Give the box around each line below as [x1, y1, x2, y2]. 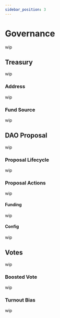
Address [5, 83, 25, 90]
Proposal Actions [5, 180, 46, 186]
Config [5, 224, 19, 230]
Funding [5, 201, 22, 207]
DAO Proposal [5, 132, 48, 140]
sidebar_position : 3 [5, 7, 47, 12]
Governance [5, 28, 55, 39]
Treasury [5, 58, 33, 66]
